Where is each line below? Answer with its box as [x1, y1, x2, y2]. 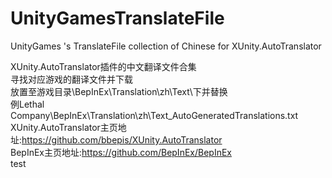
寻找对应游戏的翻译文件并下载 [10, 73, 133, 85]
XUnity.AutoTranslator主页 [10, 121, 118, 133]
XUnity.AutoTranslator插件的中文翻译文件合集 [10, 60, 197, 72]
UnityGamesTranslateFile [10, 7, 225, 30]
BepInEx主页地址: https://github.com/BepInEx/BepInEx [10, 146, 232, 158]
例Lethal [10, 98, 45, 110]
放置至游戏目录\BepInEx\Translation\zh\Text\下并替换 [10, 85, 228, 97]
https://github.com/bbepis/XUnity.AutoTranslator [21, 133, 223, 146]
